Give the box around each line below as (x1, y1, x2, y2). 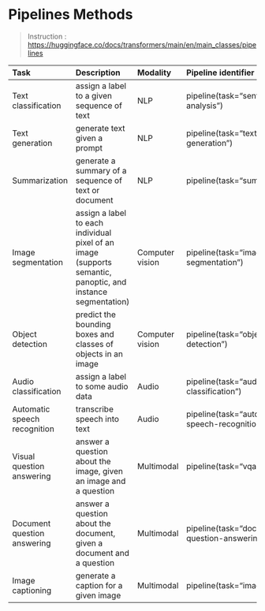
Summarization (12, 175, 69, 186)
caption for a (75, 579, 123, 591)
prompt (75, 142, 103, 153)
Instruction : (27, 32, 67, 41)
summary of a (75, 165, 128, 176)
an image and (75, 475, 126, 486)
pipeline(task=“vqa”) (186, 460, 263, 471)
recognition (12, 423, 55, 434)
